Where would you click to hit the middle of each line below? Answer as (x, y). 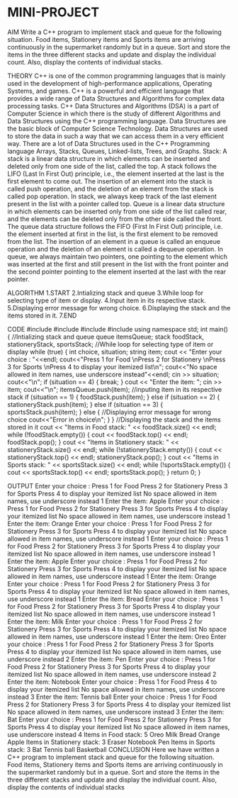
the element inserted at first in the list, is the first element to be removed (113, 234)
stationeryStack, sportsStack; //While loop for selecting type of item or (110, 344)
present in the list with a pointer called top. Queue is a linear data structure (116, 203)
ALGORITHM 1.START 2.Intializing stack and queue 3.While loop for (106, 293)
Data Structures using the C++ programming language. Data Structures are (117, 120)
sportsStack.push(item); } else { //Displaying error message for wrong (109, 412)
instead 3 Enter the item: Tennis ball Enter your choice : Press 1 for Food (112, 697)
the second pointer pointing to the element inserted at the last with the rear (117, 271)
